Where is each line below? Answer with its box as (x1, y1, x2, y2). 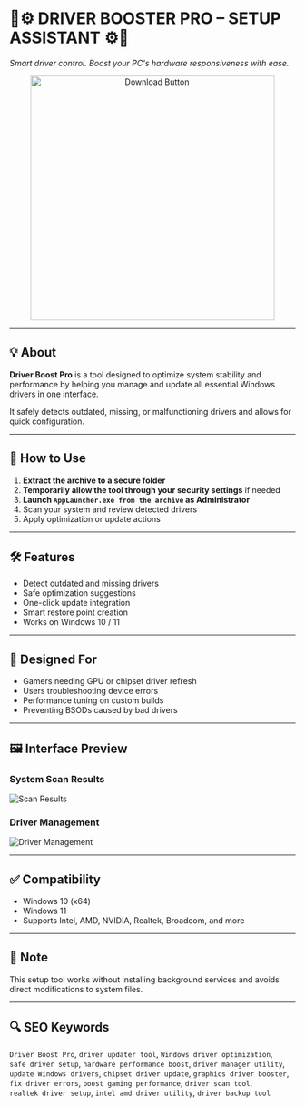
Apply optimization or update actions (22, 513, 161, 524)
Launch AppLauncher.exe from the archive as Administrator (22, 494, 251, 505)
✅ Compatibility (9, 871, 102, 887)
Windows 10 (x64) (22, 895, 91, 906)
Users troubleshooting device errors (22, 686, 159, 697)
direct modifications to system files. (9, 983, 143, 994)
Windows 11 (22, 905, 67, 916)
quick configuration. (9, 416, 84, 427)
